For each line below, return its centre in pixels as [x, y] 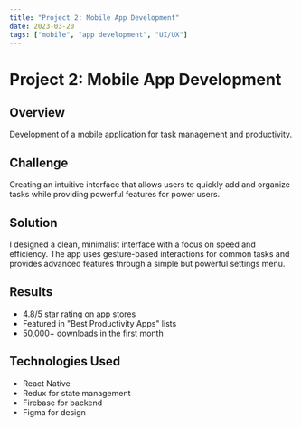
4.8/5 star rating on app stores [79, 314]
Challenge [39, 162]
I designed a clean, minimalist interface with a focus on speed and [132, 244]
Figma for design [54, 412]
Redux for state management [76, 393]
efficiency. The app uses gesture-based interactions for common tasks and [150, 254]
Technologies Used [65, 361]
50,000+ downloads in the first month [93, 333]
